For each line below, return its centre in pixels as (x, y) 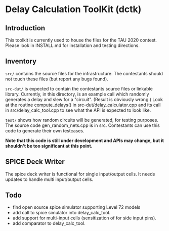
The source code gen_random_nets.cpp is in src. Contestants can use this (83, 125)
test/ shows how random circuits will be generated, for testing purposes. (82, 120)
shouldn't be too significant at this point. (49, 146)
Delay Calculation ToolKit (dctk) (73, 9)
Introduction (25, 28)
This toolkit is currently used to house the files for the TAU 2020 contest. (81, 40)
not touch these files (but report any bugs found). (57, 79)
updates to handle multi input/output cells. (49, 179)
